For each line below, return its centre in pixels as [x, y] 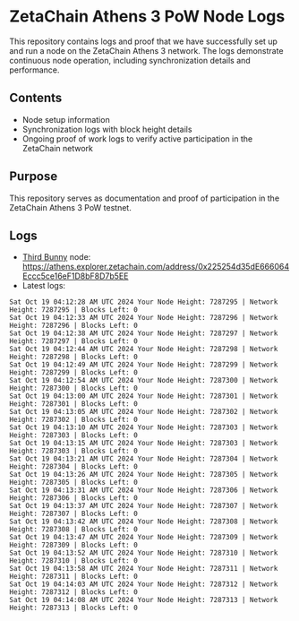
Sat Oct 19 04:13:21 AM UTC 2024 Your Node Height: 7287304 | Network [144, 459]
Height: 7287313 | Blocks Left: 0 [74, 608]
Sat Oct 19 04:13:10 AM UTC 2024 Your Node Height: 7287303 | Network [144, 427]
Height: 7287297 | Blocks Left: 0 [74, 341]
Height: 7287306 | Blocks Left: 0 [74, 498]
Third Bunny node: [56, 257]
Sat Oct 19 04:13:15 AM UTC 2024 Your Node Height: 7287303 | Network [144, 444]
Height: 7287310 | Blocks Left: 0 [74, 561]
